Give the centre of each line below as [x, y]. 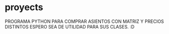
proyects [24, 7]
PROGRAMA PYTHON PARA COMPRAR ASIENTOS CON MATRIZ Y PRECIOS [84, 21]
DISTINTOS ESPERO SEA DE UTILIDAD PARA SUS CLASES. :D [70, 26]
